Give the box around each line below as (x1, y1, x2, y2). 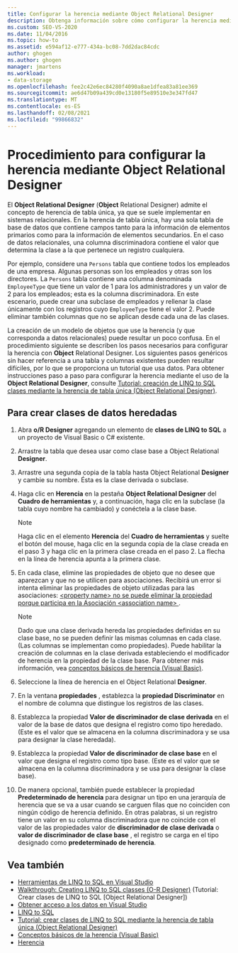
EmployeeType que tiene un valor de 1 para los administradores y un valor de (7, 282, 227, 290)
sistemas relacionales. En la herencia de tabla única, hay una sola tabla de (7, 215, 224, 224)
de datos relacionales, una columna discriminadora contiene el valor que (7, 238, 220, 246)
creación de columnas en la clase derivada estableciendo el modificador (17, 649, 230, 658)
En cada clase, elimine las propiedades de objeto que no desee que (17, 569, 215, 577)
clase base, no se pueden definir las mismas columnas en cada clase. (17, 633, 222, 643)
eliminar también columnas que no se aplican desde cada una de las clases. (7, 312, 229, 320)
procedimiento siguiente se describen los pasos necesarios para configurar (7, 341, 228, 349)
